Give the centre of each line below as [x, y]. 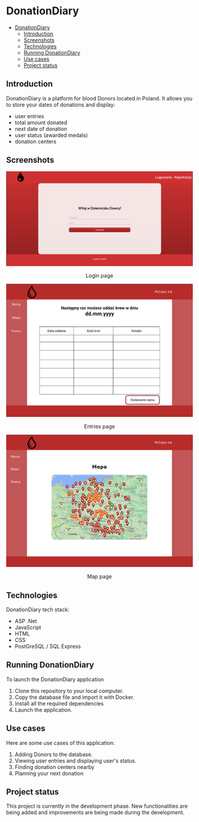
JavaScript [28, 627]
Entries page [99, 427]
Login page [99, 275]
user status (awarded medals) [51, 135]
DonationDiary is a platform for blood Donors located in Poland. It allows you [99, 98]
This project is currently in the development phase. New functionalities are [97, 806]
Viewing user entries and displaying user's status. [76, 760]
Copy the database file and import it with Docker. [74, 697]
